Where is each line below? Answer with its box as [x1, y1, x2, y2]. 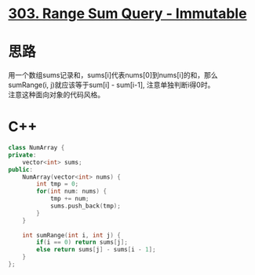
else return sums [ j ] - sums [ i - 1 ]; [36, 246, 156, 254]
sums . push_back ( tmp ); [49, 202, 122, 210]
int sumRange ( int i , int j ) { [22, 231, 122, 239]
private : [8, 150, 37, 159]
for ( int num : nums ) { [36, 187, 107, 196]
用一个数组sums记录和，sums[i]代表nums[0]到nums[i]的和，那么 [8, 71, 218, 80]
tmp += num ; [49, 195, 89, 203]
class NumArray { [8, 144, 65, 152]
